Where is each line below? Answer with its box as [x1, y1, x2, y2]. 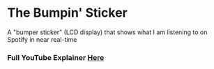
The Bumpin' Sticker [7, 5, 128, 21]
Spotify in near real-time [7, 35, 77, 43]
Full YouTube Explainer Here [7, 52, 105, 62]
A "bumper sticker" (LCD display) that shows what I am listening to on [7, 28, 208, 36]
